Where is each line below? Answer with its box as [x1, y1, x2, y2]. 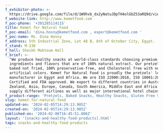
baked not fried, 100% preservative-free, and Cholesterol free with [9, 66, 153, 71]
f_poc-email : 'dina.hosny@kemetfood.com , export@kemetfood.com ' [5, 30, 142, 35]
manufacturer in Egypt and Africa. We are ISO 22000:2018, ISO [9, 75, 140, 80]
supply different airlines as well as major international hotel [9, 89, 145, 94]
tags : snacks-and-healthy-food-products [5, 120, 88, 125]
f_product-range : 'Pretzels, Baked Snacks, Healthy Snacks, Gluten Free [5, 93, 155, 98]
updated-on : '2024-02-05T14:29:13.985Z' [5, 102, 88, 107]
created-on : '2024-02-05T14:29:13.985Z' [5, 107, 88, 112]
